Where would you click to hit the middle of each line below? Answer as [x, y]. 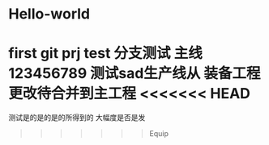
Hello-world [49, 14]
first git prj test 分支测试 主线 [105, 54]
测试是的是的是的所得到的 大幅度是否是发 [77, 118]
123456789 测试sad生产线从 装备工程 [134, 74]
